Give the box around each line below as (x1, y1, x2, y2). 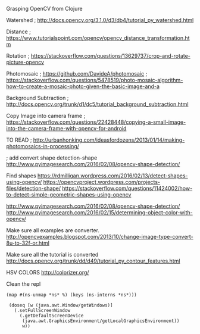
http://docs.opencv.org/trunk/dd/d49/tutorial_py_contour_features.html (6, 257, 180, 264)
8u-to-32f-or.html (6, 239, 49, 246)
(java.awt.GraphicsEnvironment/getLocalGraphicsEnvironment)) (21, 318, 180, 324)
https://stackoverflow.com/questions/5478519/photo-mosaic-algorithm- (6, 77, 183, 83)
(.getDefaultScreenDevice (19, 313, 84, 319)
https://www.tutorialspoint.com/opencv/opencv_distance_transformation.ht (6, 35, 190, 41)
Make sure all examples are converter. (6, 227, 100, 234)
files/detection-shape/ (6, 185, 61, 192)
